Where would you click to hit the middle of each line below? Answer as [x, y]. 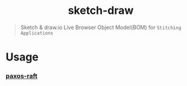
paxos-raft [21, 76]
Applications [37, 33]
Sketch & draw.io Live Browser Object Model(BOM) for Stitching [101, 27]
